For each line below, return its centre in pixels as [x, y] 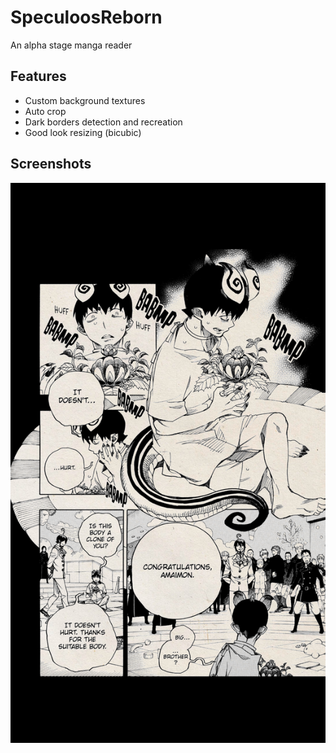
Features [38, 76]
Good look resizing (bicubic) [83, 132]
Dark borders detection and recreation [103, 122]
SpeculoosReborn [86, 17]
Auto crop [45, 111]
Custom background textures [85, 100]
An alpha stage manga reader [71, 45]
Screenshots [51, 164]
